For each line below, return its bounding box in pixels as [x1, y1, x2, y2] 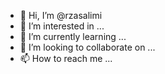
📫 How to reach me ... [19, 53, 113, 64]
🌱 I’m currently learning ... [19, 31, 127, 42]
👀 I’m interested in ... [19, 20, 105, 32]
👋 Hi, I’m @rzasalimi [19, 10, 103, 21]
